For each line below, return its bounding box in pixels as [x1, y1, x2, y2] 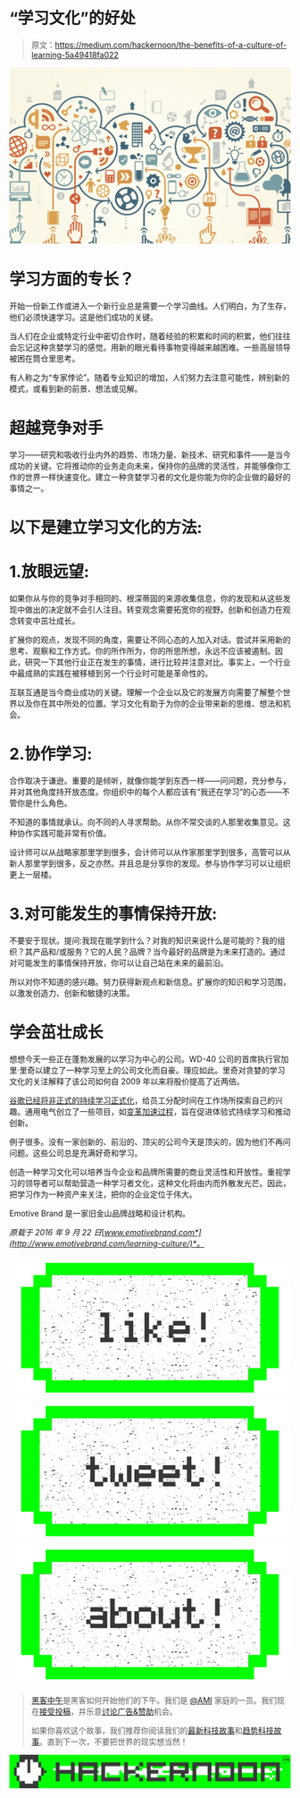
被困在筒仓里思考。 [9, 352, 80, 363]
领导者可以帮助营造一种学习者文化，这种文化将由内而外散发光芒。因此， [24, 1177, 291, 1188]
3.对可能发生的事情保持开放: [9, 904, 218, 924]
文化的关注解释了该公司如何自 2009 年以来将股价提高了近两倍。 [9, 1075, 245, 1087]
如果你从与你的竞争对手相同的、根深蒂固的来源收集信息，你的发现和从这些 [9, 592, 283, 604]
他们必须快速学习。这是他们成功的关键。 [9, 311, 158, 322]
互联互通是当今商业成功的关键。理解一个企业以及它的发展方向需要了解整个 [9, 686, 283, 698]
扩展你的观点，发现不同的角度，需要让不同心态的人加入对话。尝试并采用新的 [9, 634, 291, 645]
